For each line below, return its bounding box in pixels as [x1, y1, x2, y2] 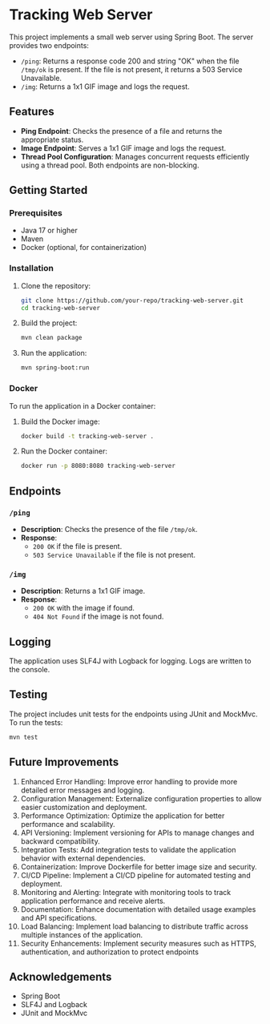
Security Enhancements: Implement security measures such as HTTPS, [20, 938, 257, 948]
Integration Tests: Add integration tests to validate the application [20, 845, 236, 854]
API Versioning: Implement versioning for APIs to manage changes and [20, 828, 255, 837]
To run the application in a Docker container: [9, 401, 156, 410]
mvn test [9, 733, 38, 741]
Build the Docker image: [20, 417, 101, 426]
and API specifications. [20, 913, 97, 922]
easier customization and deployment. [20, 802, 147, 812]
